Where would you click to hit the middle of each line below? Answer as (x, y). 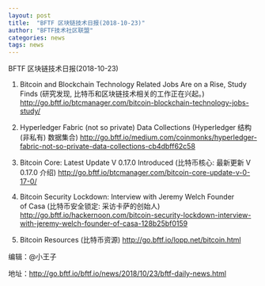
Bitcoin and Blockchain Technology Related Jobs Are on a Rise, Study (133, 85)
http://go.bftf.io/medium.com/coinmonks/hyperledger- (168, 137)
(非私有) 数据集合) (49, 137)
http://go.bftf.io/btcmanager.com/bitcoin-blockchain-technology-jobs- (134, 103)
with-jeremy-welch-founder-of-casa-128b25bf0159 (104, 223)
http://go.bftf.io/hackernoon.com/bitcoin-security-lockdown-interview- (135, 215)
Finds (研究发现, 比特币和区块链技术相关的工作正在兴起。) (112, 94)
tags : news (26, 45)
